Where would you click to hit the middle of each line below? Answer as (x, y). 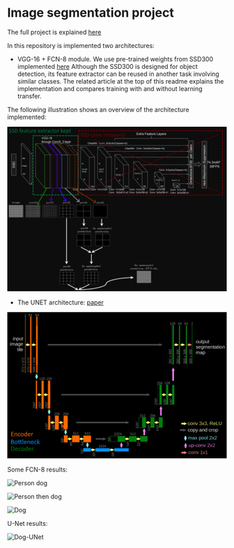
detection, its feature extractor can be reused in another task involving (118, 74)
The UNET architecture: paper (61, 302)
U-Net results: (28, 523)
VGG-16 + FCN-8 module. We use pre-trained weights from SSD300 (115, 59)
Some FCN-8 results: (38, 469)
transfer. (29, 96)
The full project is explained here (54, 32)
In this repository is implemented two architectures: (81, 45)
